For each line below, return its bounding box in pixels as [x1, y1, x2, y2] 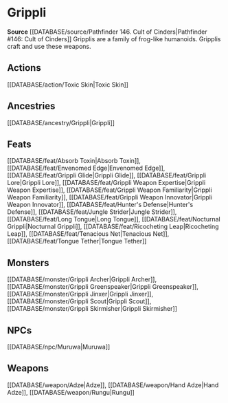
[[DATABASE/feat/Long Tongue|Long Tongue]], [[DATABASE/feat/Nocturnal [7, 215, 221, 224]
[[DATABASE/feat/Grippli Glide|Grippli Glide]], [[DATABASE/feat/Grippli [7, 171, 207, 179]
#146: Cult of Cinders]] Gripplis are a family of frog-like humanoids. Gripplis [7, 34, 221, 43]
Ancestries [7, 100, 56, 112]
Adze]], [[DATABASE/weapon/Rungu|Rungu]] [7, 388, 135, 396]
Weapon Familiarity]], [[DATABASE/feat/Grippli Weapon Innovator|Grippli [7, 193, 213, 201]
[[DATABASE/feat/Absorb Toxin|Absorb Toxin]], [7, 157, 141, 165]
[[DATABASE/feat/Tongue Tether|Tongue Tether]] [7, 237, 147, 246]
